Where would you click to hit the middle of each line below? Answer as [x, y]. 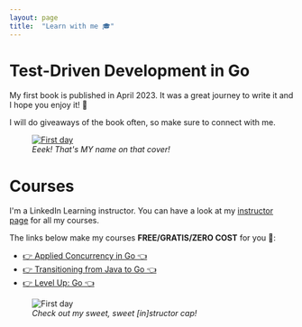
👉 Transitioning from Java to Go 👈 [89, 269]
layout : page [34, 18]
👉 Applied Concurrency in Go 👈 [85, 256]
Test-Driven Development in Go [130, 71]
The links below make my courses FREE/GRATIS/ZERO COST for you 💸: [143, 238]
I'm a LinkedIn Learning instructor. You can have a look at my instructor [142, 211]
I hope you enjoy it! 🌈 [49, 105]
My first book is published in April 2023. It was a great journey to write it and [151, 95]
